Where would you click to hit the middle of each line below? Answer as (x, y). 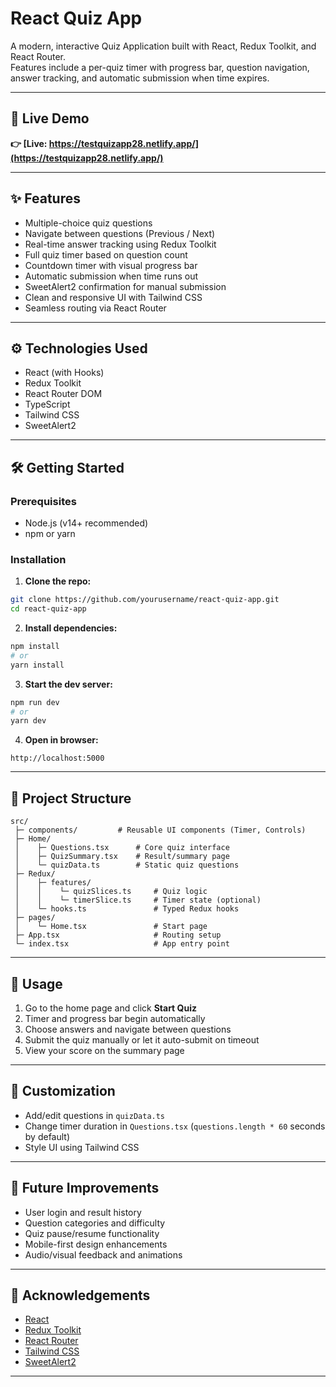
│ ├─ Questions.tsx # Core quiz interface (122, 848)
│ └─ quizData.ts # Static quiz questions (127, 865)
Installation (38, 559)
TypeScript (47, 404)
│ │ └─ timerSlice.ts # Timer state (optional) (138, 900)
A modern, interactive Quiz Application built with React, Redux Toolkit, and (163, 46)
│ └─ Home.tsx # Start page (111, 927)
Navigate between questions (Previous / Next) (120, 233)
